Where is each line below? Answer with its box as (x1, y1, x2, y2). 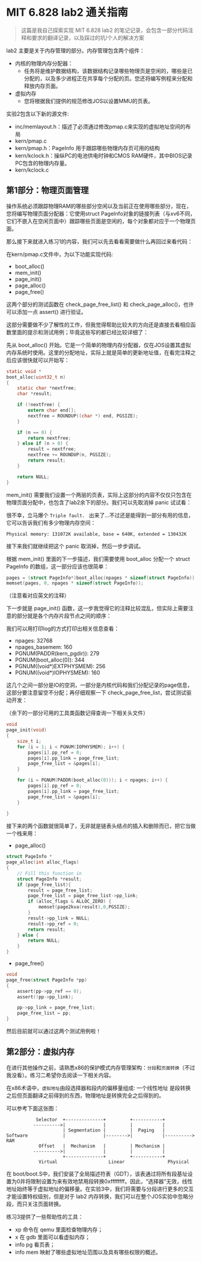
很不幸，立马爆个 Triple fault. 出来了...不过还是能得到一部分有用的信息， (6, 512, 194, 519)
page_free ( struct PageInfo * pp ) (6, 977, 87, 983)
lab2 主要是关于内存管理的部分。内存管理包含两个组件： (6, 46, 145, 54)
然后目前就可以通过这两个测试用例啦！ (6, 1028, 101, 1034)
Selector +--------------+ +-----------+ (35, 1116, 165, 1122)
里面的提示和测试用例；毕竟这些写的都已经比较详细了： (11, 328, 148, 336)
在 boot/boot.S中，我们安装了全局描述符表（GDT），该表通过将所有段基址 (6, 1170, 188, 1177)
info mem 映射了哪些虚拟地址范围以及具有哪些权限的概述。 (14, 1248, 161, 1256)
